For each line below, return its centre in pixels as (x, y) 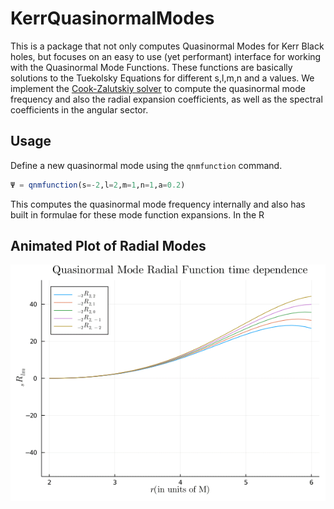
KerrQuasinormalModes (112, 18)
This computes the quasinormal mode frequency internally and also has (158, 204)
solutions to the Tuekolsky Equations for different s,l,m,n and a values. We (162, 78)
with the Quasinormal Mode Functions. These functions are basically (151, 67)
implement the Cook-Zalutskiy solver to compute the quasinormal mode (158, 88)
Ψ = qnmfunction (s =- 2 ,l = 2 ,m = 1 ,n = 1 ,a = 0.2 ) (98, 185)
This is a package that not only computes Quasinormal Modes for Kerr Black (167, 46)
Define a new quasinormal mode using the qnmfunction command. (146, 165)
